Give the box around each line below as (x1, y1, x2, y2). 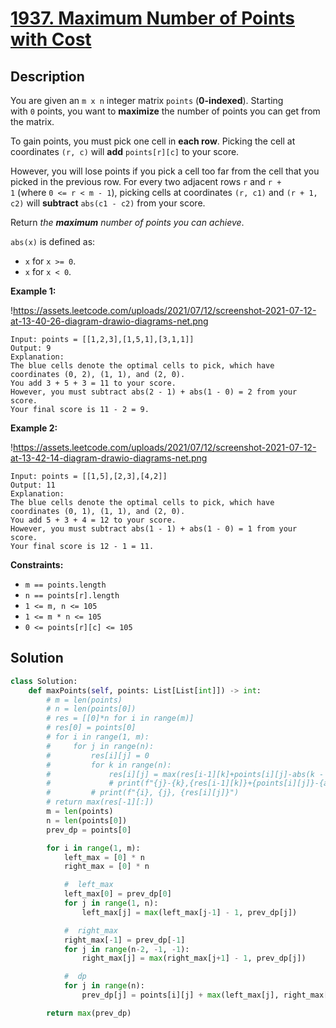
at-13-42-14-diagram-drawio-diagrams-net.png (10, 452, 208, 464)
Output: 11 (10, 480, 56, 490)
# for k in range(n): (46, 760, 172, 770)
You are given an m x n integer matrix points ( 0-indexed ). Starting (10, 95, 284, 106)
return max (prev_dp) (46, 1008, 132, 1018)
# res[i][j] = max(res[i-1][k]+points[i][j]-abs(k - (46, 769, 325, 779)
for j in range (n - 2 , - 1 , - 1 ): (63, 944, 190, 954)
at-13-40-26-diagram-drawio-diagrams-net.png (10, 315, 209, 327)
